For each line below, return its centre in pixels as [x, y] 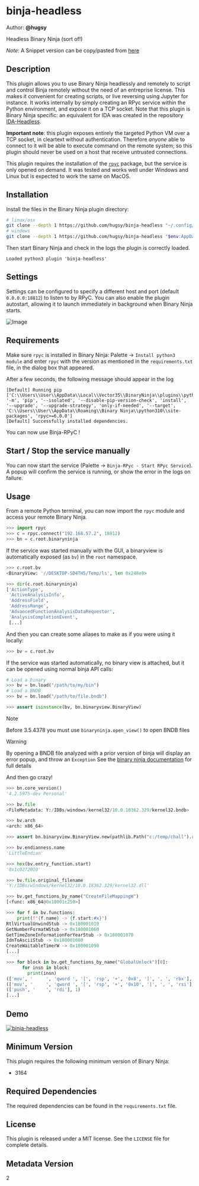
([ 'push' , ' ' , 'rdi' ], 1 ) [44, 990]
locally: [15, 640]
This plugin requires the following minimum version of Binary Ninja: [88, 1061]
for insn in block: [46, 968]
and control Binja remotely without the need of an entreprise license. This [96, 90]
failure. [15, 478]
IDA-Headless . [24, 121]
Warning [16, 741]
